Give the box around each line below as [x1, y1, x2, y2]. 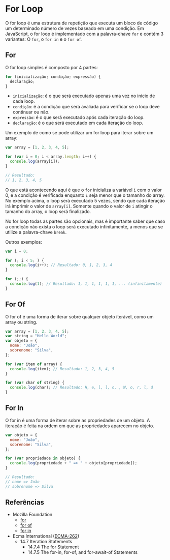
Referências [5, 498, 45, 507]
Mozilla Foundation [12, 512, 53, 518]
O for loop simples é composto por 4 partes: [5, 64, 98, 70]
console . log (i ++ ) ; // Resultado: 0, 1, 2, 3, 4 [10, 262, 113, 268]
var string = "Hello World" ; [5, 334, 67, 339]
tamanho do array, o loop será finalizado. [5, 208, 91, 214]
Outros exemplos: [5, 239, 42, 245]
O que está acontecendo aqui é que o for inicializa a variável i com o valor [5, 187, 162, 193]
